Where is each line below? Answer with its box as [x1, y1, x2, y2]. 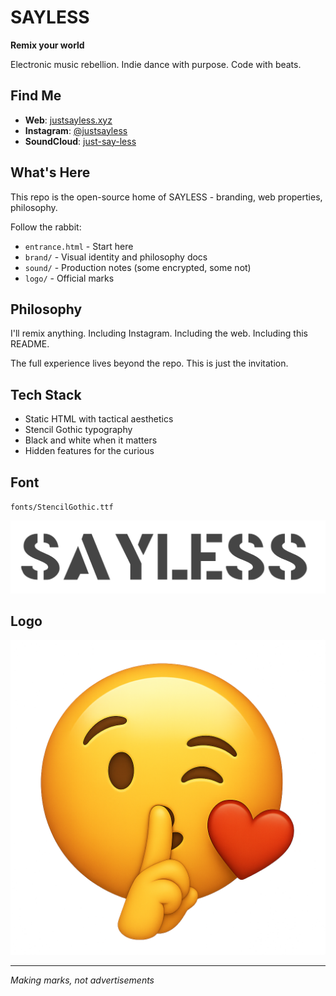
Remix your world [10, 39, 85, 51]
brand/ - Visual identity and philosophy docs [24, 251, 208, 263]
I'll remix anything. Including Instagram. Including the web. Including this [10, 327, 308, 340]
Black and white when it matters [24, 434, 158, 446]
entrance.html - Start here [24, 240, 134, 252]
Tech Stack [10, 386, 82, 403]
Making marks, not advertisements [10, 974, 155, 986]
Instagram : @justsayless [24, 124, 128, 136]
